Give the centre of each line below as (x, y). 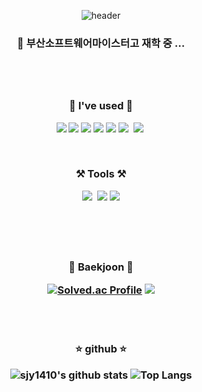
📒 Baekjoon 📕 (101, 267)
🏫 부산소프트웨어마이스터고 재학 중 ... (101, 43)
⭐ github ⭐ (101, 348)
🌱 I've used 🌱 (101, 106)
